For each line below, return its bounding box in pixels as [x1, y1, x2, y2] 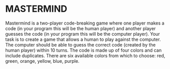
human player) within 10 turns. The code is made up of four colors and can [5, 47, 162, 53]
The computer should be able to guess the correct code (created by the [5, 41, 156, 48]
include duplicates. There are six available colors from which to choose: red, [5, 52, 165, 59]
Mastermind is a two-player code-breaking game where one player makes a [5, 20, 164, 26]
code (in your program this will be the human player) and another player [5, 25, 156, 31]
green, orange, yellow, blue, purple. [5, 58, 80, 64]
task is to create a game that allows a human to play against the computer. [5, 36, 161, 42]
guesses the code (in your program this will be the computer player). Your [5, 31, 160, 37]
